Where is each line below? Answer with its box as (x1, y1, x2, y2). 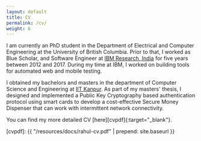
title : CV (6, 14, 31, 20)
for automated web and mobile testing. (6, 67, 102, 75)
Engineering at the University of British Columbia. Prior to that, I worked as (6, 49, 191, 56)
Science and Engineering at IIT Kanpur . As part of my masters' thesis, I (6, 85, 182, 93)
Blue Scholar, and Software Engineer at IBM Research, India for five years (6, 55, 188, 62)
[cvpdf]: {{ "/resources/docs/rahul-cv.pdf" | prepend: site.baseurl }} (6, 128, 175, 135)
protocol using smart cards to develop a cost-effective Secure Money (6, 98, 179, 106)
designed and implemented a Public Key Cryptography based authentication (6, 92, 196, 99)
